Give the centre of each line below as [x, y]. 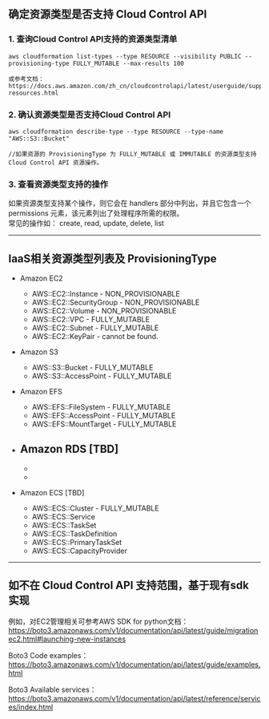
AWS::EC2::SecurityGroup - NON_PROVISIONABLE [116, 302]
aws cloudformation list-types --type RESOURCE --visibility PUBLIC [125, 56]
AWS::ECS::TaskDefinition [74, 533]
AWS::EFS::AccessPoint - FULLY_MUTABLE [104, 416]
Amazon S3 [39, 352]
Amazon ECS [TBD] [52, 492]
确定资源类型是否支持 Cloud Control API [108, 14]
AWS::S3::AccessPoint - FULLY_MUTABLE [102, 376]
